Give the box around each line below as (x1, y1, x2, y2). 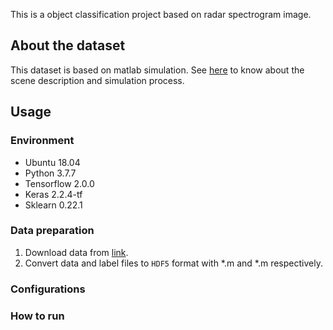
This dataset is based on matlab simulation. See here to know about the (10, 64, 305, 76)
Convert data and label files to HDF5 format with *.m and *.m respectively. (24, 257, 323, 269)
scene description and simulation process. (10, 74, 185, 86)
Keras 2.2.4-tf (24, 188, 83, 200)
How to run (10, 309, 65, 323)
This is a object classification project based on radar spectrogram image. (10, 9, 312, 20)
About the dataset (10, 37, 126, 54)
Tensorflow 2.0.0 (24, 177, 95, 189)
